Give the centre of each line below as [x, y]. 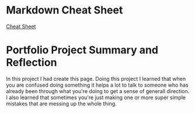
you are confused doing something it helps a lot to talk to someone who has [97, 85]
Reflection [32, 63]
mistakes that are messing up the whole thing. [61, 104]
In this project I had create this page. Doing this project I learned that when [96, 78]
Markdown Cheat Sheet [65, 10]
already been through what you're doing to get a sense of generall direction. [98, 91]
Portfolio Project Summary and [82, 50]
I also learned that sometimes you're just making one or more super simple [96, 97]
